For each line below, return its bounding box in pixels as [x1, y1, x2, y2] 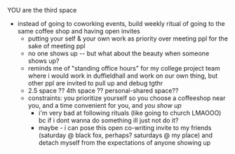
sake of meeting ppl [27, 42, 86, 50]
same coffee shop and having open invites [17, 27, 140, 35]
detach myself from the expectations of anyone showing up [38, 139, 211, 146]
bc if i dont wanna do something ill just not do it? [38, 116, 179, 125]
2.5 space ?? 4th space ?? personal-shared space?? [27, 87, 179, 94]
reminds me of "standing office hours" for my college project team [27, 64, 220, 72]
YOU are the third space [7, 6, 77, 14]
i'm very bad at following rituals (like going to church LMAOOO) [38, 108, 222, 117]
